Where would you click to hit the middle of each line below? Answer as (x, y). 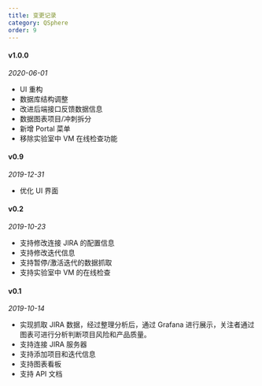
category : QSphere (38, 23)
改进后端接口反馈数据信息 (61, 109)
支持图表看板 (40, 364)
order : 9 (22, 30)
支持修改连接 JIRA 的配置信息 (67, 243)
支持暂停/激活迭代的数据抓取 (66, 262)
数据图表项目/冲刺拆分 (55, 118)
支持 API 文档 (41, 374)
